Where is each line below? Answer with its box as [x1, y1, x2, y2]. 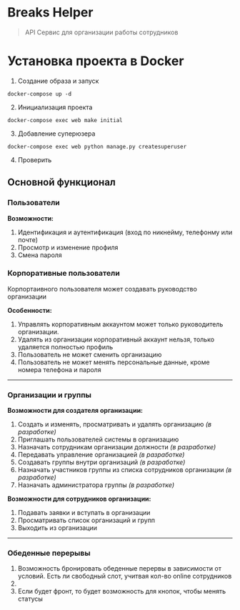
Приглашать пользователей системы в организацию [17, 435, 179, 444]
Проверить [17, 155, 52, 164]
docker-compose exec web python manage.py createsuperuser [7, 143, 187, 150]
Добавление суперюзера [17, 129, 96, 138]
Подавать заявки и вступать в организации [17, 509, 151, 517]
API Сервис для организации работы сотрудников [24, 28, 179, 36]
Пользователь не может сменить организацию [17, 350, 162, 359]
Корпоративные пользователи [7, 269, 120, 279]
